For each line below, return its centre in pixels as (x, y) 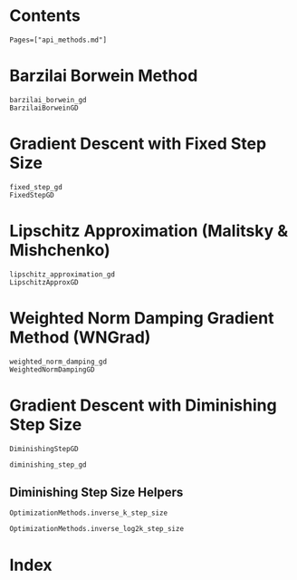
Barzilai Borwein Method (104, 76)
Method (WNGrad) (80, 337)
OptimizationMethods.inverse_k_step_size (89, 513)
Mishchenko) (60, 250)
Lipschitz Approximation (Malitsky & (148, 231)
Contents (45, 16)
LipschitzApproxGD (44, 282)
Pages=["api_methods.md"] (58, 40)
